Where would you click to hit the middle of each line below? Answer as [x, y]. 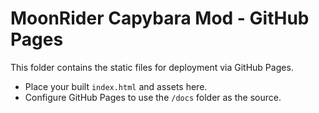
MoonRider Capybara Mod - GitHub [160, 18]
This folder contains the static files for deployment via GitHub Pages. [152, 67]
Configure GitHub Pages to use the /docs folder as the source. [153, 97]
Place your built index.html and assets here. [116, 86]
